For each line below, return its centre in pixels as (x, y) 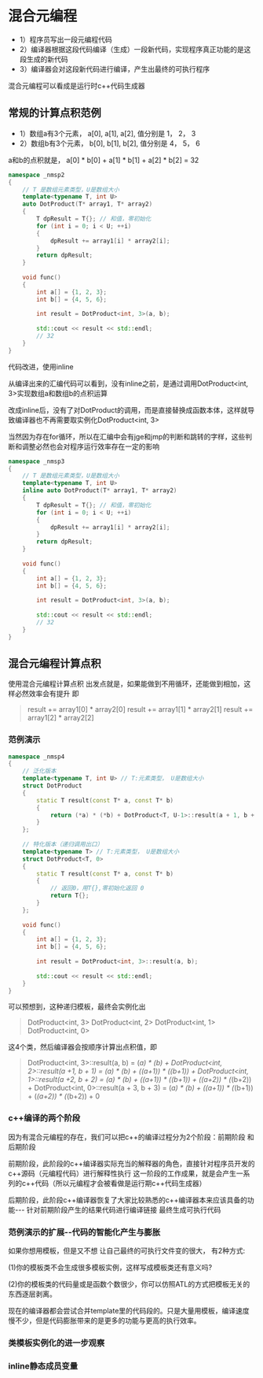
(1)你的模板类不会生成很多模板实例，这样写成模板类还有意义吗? (110, 1268)
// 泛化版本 (39, 771)
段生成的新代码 (44, 59)
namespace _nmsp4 (37, 757)
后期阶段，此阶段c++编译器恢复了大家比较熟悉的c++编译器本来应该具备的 (128, 1200)
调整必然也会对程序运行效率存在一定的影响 (90, 446)
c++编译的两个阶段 (44, 1118)
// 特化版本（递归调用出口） (63, 845)
